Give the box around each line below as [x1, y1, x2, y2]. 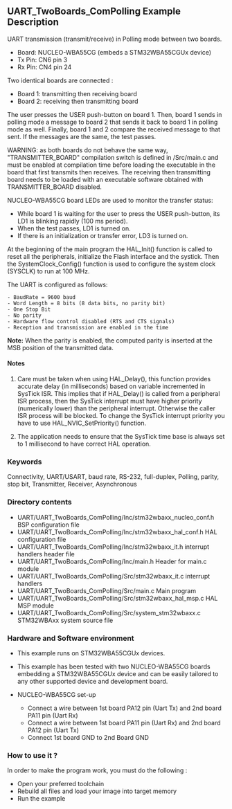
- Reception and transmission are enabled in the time [7, 324, 169, 331]
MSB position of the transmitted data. [7, 343, 114, 352]
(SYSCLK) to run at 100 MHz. [7, 266, 90, 275]
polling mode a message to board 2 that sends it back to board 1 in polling [7, 118, 218, 126]
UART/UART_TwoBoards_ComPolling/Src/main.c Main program [17, 586, 196, 594]
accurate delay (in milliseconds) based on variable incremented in [17, 382, 206, 390]
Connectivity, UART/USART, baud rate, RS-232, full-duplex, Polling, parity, [7, 473, 220, 481]
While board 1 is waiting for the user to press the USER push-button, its [17, 209, 220, 217]
